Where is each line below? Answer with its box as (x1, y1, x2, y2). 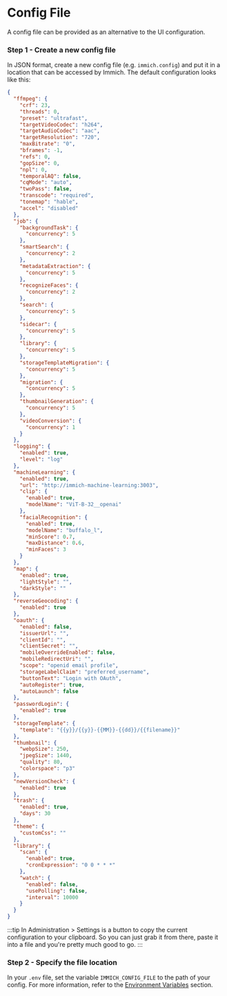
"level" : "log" (19, 456, 63, 463)
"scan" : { (19, 848, 48, 856)
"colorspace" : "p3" (19, 765, 76, 772)
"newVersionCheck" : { (13, 778, 76, 785)
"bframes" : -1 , (19, 147, 63, 154)
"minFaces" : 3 (25, 546, 67, 553)
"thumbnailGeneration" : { (19, 398, 95, 405)
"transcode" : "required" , (19, 192, 95, 199)
